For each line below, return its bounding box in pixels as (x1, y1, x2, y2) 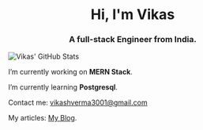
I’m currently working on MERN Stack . (8, 67, 133, 77)
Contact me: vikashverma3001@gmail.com (8, 97, 148, 108)
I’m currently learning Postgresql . (8, 82, 118, 92)
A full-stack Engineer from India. (68, 34, 197, 45)
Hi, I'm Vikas (90, 6, 175, 24)
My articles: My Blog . (8, 113, 77, 123)
